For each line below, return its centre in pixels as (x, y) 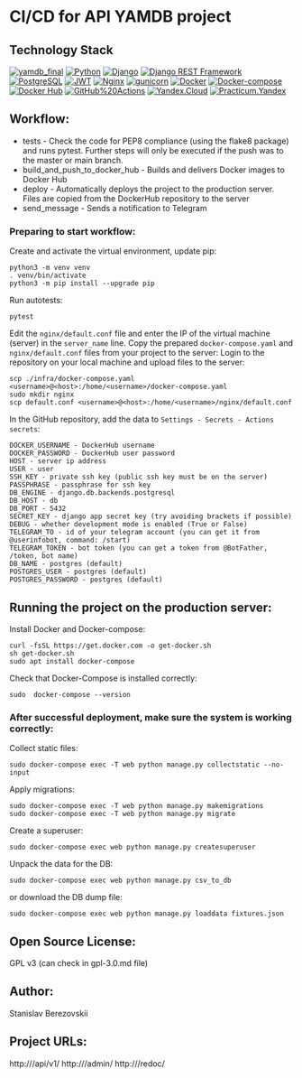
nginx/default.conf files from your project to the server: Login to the (137, 353)
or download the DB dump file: (66, 897)
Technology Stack (61, 50)
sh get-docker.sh (42, 653)
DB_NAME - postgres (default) (66, 564)
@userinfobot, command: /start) (70, 540)
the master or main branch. (73, 160)
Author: (32, 992)
